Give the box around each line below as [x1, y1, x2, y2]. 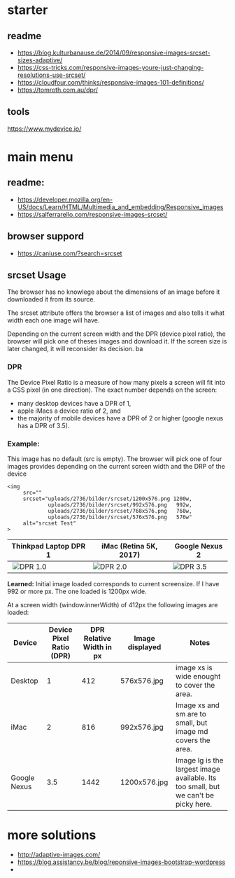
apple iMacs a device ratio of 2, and [17, 406, 121, 415]
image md [175, 727, 208, 737]
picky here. [175, 800, 213, 809]
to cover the [175, 681, 215, 691]
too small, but [175, 782, 220, 792]
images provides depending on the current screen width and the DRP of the [7, 462, 225, 471]
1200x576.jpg [120, 777, 169, 787]
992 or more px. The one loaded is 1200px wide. [7, 587, 147, 596]
